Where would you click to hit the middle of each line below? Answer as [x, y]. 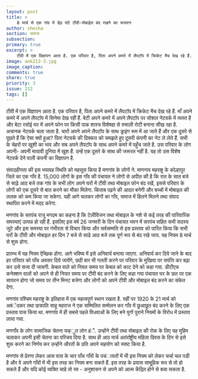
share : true [21, 78]
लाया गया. [15, 319]
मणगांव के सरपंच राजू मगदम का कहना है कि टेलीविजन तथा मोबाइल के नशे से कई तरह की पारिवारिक [98, 215]
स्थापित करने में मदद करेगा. [32, 203]
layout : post [22, 12]
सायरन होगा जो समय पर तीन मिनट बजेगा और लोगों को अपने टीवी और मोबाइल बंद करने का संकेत [96, 280]
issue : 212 [20, 89]
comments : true [25, 72]
